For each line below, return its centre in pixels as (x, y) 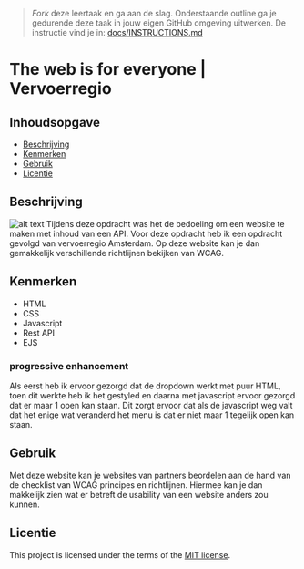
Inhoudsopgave (55, 122)
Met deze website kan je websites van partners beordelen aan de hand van (150, 475)
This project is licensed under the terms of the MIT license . (120, 554)
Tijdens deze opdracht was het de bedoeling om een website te (165, 223)
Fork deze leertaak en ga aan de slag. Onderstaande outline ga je (154, 13)
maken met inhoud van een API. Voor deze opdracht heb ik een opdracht (146, 233)
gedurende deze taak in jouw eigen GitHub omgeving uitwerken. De (159, 23)
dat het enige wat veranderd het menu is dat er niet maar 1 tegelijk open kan (152, 415)
